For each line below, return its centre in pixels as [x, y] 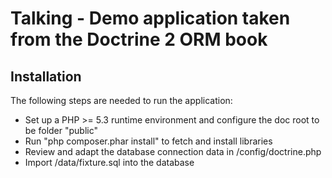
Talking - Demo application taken [150, 18]
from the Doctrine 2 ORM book [139, 39]
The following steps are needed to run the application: [121, 100]
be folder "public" [61, 130]
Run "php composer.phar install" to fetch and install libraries [148, 141]
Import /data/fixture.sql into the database [109, 162]
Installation [46, 76]
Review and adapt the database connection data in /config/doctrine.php [173, 151]
